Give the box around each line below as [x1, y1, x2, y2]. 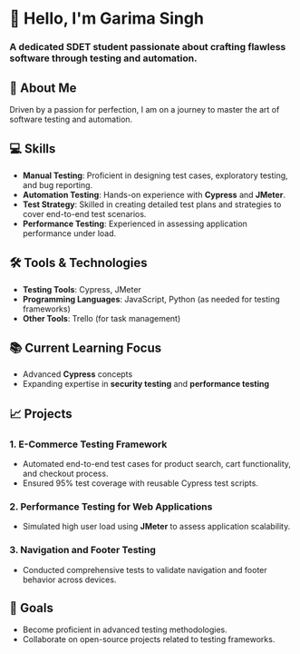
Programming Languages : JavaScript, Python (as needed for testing [22, 293, 280, 304]
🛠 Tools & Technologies [9, 255, 148, 271]
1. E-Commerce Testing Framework [9, 438, 168, 451]
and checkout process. [22, 468, 109, 480]
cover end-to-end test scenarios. [22, 208, 147, 219]
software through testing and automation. [9, 52, 198, 64]
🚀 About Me [9, 80, 77, 95]
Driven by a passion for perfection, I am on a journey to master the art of [9, 104, 280, 114]
